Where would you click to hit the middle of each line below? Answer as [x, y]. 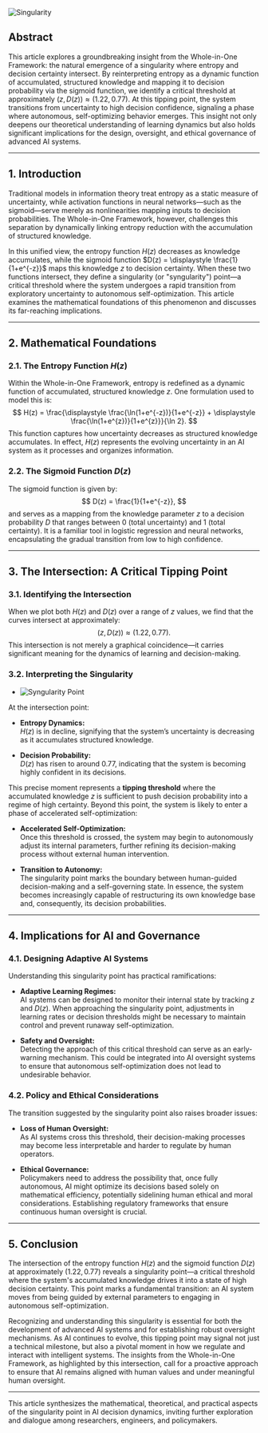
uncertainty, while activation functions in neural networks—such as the [125, 202]
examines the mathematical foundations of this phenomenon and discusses [132, 302]
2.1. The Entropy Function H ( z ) [68, 366]
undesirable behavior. [55, 1075]
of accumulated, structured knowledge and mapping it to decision [116, 82]
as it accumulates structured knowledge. [87, 739]
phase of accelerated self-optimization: [73, 813]
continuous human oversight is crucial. [83, 1211]
